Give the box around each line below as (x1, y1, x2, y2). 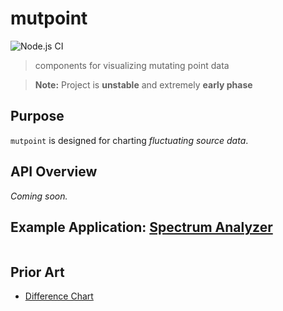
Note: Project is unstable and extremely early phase (34, 78, 253, 91)
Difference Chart (24, 290, 94, 302)
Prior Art (10, 263, 65, 281)
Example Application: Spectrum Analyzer (10, 218, 273, 236)
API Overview (10, 163, 98, 181)
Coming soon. (10, 190, 68, 202)
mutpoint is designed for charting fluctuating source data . (10, 134, 249, 146)
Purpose (10, 108, 65, 125)
